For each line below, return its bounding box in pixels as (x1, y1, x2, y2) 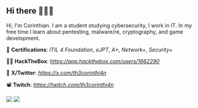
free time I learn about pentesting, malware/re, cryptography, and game (6, 28, 184, 35)
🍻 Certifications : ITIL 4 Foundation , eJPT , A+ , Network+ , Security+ (6, 46, 173, 53)
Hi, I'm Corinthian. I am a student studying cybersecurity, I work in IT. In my (6, 21, 192, 29)
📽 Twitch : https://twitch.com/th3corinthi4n (6, 81, 114, 88)
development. (6, 34, 40, 42)
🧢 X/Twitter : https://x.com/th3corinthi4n (6, 69, 107, 76)
